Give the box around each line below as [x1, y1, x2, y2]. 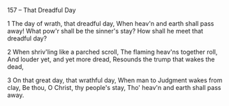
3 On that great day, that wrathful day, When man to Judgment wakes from [7, 76, 223, 84]
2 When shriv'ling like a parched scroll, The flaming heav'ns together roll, [7, 48, 218, 56]
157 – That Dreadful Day [7, 6, 76, 14]
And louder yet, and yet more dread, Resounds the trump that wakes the [7, 55, 215, 63]
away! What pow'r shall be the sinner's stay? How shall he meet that [7, 27, 204, 35]
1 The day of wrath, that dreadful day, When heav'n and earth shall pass [7, 20, 214, 27]
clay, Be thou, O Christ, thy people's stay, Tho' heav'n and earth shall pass [7, 84, 221, 91]
